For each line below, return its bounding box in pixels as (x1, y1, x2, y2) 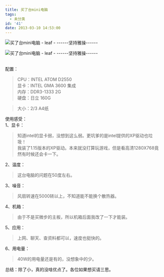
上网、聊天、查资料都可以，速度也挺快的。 (17, 235, 104, 241)
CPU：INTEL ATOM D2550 (17, 77, 72, 82)
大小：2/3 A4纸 (17, 106, 49, 112)
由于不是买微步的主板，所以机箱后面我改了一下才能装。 (17, 214, 130, 220)
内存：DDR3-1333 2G (17, 89, 61, 95)
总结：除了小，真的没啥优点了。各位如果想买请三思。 (5, 267, 114, 273)
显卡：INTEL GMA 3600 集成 (17, 82, 77, 89)
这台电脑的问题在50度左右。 (17, 172, 75, 178)
